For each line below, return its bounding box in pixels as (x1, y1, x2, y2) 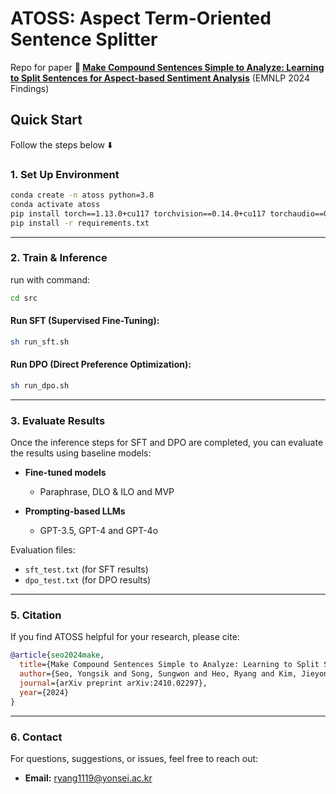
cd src (10, 293, 38, 303)
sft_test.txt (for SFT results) (24, 563, 149, 576)
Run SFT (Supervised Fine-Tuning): (10, 315, 160, 327)
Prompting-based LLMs (24, 505, 126, 517)
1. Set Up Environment (10, 167, 120, 181)
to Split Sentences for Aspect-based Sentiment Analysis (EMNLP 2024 (10, 72, 310, 84)
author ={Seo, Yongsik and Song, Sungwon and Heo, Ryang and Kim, (19, 669, 298, 679)
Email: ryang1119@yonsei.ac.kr (24, 772, 153, 784)
